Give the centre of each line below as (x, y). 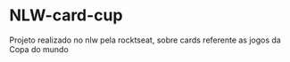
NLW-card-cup (66, 15)
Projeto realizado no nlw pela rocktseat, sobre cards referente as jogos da (145, 40)
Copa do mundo (39, 49)
